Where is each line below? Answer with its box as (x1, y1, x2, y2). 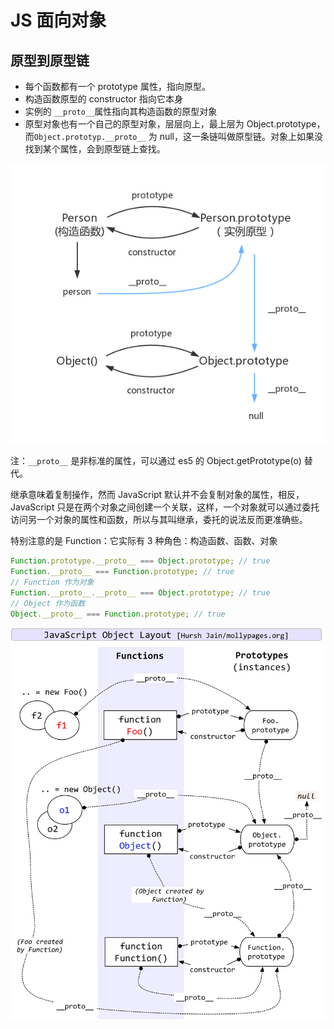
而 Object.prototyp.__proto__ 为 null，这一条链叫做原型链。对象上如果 (24, 131, 315, 142)
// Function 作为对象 (10, 577, 95, 588)
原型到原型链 (10, 52, 90, 69)
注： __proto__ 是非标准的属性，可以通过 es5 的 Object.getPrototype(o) (10, 455, 302, 467)
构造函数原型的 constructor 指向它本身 (24, 93, 183, 105)
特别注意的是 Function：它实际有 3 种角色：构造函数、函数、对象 (10, 535, 278, 547)
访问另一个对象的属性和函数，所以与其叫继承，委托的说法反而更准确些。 (10, 514, 308, 526)
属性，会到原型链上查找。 (59, 143, 166, 155)
